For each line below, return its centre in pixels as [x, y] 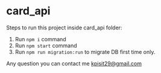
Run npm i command [40, 39]
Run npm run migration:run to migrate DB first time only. [85, 51]
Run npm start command [46, 45]
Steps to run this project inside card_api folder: [64, 28]
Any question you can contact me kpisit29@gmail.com [74, 63]
